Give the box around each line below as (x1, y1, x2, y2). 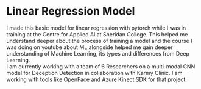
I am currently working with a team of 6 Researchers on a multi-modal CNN (6, 62, 196, 70)
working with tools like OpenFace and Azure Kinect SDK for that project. (6, 76, 188, 83)
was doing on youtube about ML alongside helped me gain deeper (6, 44, 173, 51)
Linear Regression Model (6, 4, 135, 18)
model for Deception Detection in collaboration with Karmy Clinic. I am (6, 69, 183, 76)
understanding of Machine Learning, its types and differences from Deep (6, 50, 190, 57)
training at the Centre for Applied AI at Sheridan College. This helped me (6, 30, 188, 38)
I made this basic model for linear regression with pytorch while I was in (6, 24, 186, 31)
